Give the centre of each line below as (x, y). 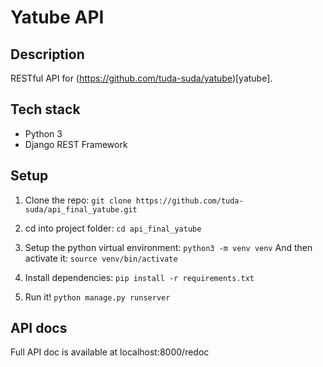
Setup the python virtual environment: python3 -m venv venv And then (168, 247)
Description (47, 54)
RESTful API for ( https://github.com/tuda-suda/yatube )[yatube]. (141, 78)
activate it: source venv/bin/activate (101, 258)
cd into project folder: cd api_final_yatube (113, 228)
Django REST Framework (76, 144)
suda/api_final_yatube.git (81, 209)
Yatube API (57, 17)
